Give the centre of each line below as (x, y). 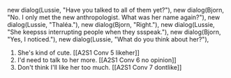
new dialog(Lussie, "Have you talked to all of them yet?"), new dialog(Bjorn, (116, 10)
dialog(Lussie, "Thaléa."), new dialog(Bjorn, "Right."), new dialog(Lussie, (111, 25)
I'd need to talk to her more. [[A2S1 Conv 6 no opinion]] (97, 60)
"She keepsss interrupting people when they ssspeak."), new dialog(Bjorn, (114, 32)
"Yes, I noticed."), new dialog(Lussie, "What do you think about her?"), (108, 39)
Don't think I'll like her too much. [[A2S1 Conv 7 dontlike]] (99, 67)
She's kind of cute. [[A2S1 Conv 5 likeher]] (78, 52)
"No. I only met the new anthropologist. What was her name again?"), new (114, 17)
